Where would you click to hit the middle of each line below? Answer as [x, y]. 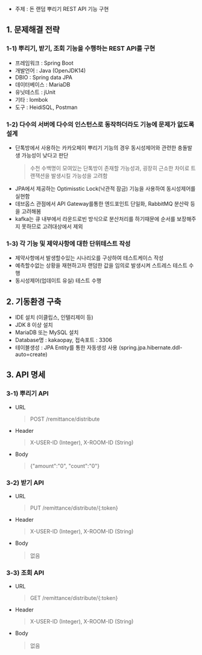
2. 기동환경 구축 [34, 301]
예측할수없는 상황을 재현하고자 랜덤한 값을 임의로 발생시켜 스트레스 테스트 [101, 266]
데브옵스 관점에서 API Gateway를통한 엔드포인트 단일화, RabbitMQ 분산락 [102, 203]
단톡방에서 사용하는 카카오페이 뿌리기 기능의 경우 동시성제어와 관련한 [96, 148]
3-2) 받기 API [25, 482]
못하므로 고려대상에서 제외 [52, 226]
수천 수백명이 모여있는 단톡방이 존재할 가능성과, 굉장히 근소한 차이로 [110, 168]
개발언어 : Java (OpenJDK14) [50, 70]
